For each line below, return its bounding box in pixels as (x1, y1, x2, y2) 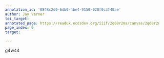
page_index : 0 (5, 25, 34, 30)
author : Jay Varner (5, 12, 45, 17)
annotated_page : (5, 20, 38, 26)
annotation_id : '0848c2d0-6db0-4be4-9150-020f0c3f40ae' (5, 7, 121, 12)
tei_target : (5, 16, 29, 21)
